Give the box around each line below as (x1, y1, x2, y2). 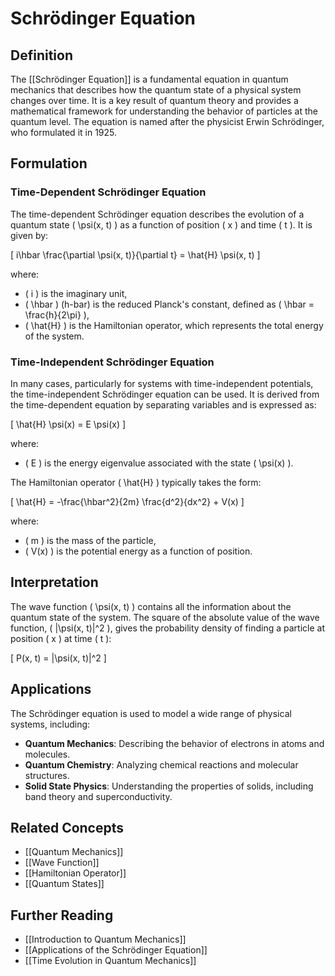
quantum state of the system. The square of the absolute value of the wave (10, 611, 320, 623)
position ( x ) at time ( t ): (10, 632, 112, 644)
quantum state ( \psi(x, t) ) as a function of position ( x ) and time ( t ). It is (10, 218, 313, 231)
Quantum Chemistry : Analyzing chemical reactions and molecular (24, 758, 299, 771)
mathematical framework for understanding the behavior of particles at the (10, 105, 318, 117)
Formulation (10, 155, 88, 172)
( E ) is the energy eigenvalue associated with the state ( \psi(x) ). (24, 457, 294, 469)
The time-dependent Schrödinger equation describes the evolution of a (10, 208, 305, 220)
